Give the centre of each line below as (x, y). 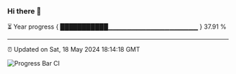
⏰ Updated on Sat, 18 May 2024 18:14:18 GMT (74, 50)
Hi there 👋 (25, 11)
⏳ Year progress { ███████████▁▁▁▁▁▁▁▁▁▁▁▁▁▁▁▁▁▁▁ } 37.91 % (117, 27)
